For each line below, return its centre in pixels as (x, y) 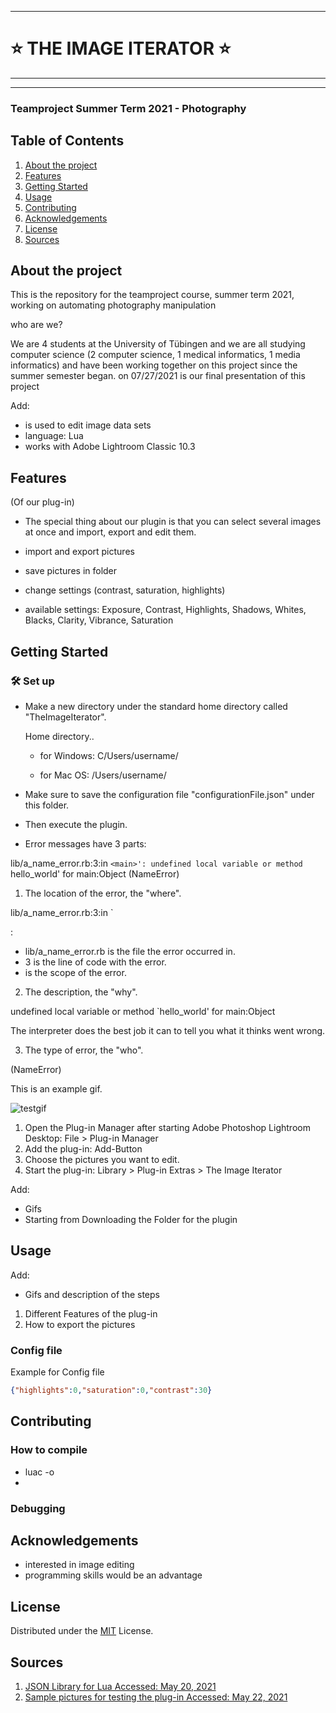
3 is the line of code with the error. (95, 962)
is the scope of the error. (75, 972)
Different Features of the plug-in (91, 1313)
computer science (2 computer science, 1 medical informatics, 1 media (155, 355)
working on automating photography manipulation (113, 305)
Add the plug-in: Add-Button (83, 1148)
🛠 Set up (32, 681)
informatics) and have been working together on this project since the (154, 365)
